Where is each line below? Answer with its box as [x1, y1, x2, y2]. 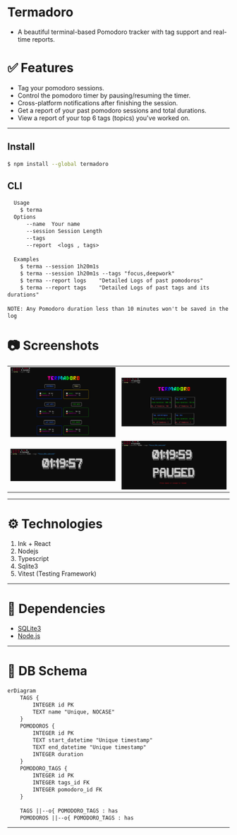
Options [13, 213, 37, 221]
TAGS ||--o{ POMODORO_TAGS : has [20, 807, 119, 815]
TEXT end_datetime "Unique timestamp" [32, 744, 147, 751]
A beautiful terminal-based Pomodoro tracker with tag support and [17, 28, 212, 36]
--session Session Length [25, 227, 102, 235]
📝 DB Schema [7, 663, 88, 679]
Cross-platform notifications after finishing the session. [17, 98, 178, 107]
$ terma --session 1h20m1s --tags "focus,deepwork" [20, 270, 175, 278]
